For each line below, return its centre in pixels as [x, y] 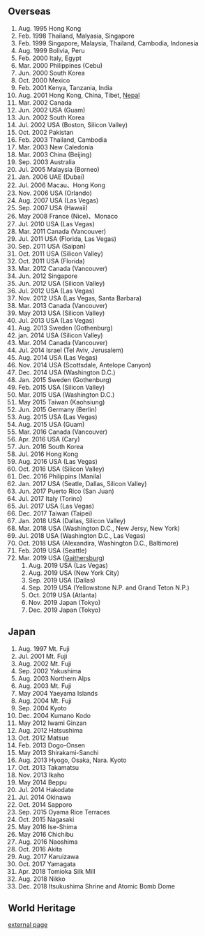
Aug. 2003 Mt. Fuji [45, 686]
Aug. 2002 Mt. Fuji [45, 664]
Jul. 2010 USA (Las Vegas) [56, 224]
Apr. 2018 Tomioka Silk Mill [57, 871]
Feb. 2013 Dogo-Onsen [52, 745]
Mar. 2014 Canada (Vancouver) [63, 342]
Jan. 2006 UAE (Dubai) [51, 177]
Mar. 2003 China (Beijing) [55, 154]
